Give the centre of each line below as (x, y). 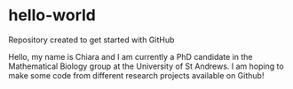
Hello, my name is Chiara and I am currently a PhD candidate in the (131, 56)
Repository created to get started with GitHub (91, 40)
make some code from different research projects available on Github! (136, 75)
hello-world (52, 15)
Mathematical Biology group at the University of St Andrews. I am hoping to (146, 66)
